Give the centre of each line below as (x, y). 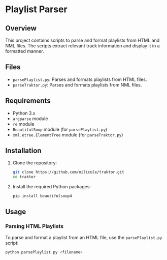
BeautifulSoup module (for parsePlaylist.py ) (60, 129)
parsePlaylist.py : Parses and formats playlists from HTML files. (80, 79)
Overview (21, 28)
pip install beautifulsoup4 (42, 196)
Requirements (28, 101)
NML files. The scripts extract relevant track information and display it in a (82, 46)
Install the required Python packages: (52, 187)
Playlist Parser (36, 9)
